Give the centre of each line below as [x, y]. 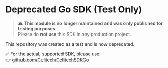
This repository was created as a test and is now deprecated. [70, 44]
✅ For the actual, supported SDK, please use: [53, 54]
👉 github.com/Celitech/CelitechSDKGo [47, 60]
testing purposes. [37, 28]
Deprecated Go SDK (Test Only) [74, 9]
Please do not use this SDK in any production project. [75, 34]
